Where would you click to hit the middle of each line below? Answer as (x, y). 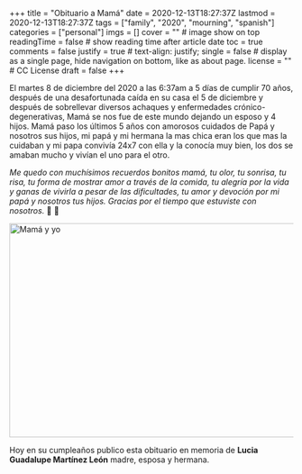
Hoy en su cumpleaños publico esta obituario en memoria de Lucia (134, 450)
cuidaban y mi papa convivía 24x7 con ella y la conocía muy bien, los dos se (151, 145)
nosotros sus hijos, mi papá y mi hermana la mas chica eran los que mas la (148, 136)
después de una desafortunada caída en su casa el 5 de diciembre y (137, 97)
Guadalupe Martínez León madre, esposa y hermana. (110, 460)
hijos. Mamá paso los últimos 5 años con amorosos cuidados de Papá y (142, 126)
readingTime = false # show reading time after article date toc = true (136, 41)
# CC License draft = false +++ (67, 70)
